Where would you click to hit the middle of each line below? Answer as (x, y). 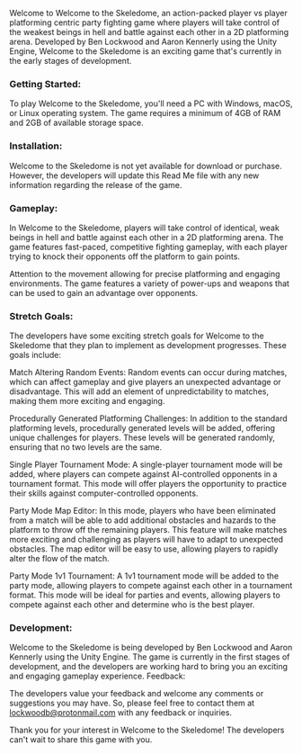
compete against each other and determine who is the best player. (132, 605)
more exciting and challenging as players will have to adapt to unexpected (147, 540)
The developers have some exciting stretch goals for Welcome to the (137, 336)
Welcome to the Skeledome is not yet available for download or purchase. (146, 166)
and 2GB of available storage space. (76, 123)
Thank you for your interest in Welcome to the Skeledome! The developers (147, 730)
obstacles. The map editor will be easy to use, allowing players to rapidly (144, 549)
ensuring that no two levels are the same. (86, 447)
